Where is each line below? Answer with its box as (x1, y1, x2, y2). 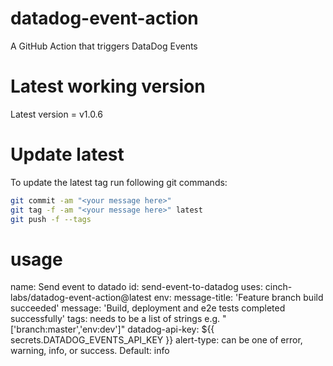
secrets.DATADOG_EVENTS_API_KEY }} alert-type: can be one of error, (10, 334, 303, 346)
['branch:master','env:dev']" (10, 323, 126, 336)
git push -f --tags (10, 214, 92, 224)
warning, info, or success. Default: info (10, 345, 170, 357)
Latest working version (10, 75, 206, 98)
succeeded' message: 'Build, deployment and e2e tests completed (10, 302, 286, 314)
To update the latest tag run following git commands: (10, 176, 228, 188)
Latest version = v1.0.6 (10, 108, 103, 120)
